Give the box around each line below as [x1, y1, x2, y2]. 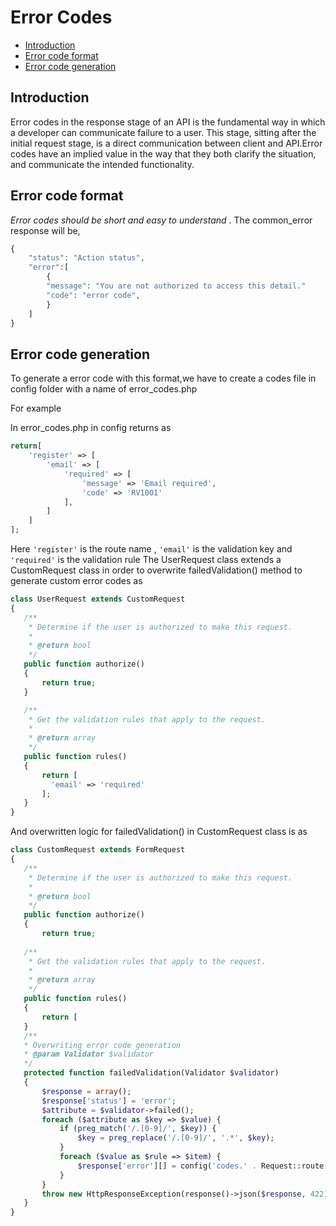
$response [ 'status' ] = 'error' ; [41, 1096, 177, 1106]
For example [10, 402, 62, 415]
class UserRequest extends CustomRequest [10, 594, 186, 604]
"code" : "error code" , [46, 290, 141, 300]
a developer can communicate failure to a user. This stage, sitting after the [10, 126, 317, 138]
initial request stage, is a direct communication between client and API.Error [10, 137, 323, 149]
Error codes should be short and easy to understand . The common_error [10, 214, 313, 226]
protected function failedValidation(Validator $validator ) [23, 1068, 280, 1078]
